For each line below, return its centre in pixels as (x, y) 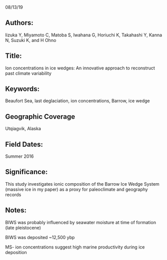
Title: (13, 56)
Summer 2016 (19, 156)
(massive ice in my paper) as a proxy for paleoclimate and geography (77, 189)
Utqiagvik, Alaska (23, 129)
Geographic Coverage (40, 117)
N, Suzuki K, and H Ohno (31, 40)
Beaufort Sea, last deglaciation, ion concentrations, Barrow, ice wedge (77, 101)
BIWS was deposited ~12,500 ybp (40, 237)
